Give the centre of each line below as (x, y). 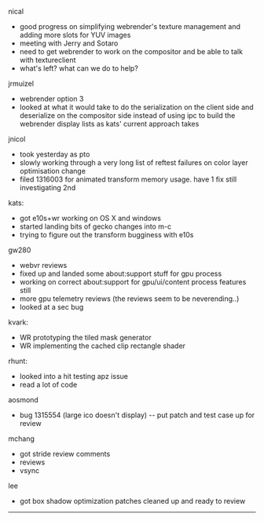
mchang (22, 438)
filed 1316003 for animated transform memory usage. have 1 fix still (128, 179)
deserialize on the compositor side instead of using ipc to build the (127, 116)
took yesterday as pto (55, 154)
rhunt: (18, 361)
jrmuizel (21, 83)
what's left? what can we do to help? (79, 68)
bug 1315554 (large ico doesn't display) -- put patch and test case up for (137, 415)
